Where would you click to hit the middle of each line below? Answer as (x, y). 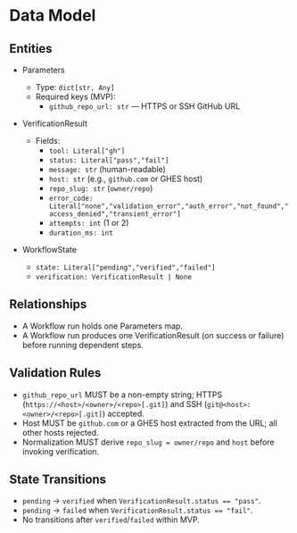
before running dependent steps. (83, 345)
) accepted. (123, 413)
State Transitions (58, 480)
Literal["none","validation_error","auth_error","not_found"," (169, 206)
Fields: (48, 141)
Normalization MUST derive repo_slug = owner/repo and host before (148, 442)
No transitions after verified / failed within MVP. (111, 520)
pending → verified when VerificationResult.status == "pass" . (141, 501)
